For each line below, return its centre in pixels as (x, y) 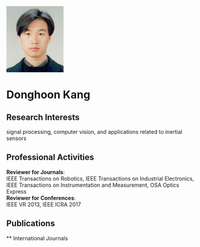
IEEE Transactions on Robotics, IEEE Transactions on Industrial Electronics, (100, 178)
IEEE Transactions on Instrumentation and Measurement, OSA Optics (93, 185)
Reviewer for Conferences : (41, 198)
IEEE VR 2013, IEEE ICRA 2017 (44, 204)
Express (16, 191)
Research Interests (43, 117)
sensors (16, 138)
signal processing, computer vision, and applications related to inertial (95, 132)
